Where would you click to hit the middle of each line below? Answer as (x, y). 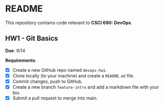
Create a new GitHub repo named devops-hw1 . (59, 70)
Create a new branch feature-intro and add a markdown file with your (86, 87)
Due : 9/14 (15, 50)
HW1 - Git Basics (32, 38)
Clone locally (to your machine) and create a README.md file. (73, 75)
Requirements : (21, 60)
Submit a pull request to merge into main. (55, 98)
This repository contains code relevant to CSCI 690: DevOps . (69, 23)
